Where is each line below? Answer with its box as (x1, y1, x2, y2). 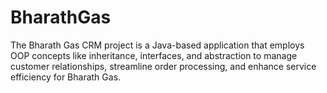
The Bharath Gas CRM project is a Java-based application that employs (10, 39, 305, 51)
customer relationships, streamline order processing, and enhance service (10, 60, 317, 72)
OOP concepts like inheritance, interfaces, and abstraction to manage (10, 49, 298, 61)
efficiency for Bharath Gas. (10, 71, 122, 83)
